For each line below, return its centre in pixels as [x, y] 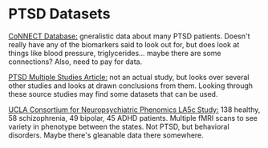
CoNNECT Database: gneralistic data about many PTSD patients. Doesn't [129, 36]
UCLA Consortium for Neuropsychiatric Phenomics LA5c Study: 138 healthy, [134, 110]
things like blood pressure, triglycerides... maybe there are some [115, 53]
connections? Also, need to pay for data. [75, 62]
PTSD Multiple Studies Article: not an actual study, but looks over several [129, 77]
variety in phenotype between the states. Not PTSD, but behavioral [119, 126]
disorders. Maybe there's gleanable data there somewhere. [106, 135]
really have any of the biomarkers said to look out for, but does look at [124, 44]
